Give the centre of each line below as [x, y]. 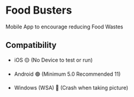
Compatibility [31, 45]
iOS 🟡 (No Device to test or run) [53, 60]
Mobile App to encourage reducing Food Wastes [64, 27]
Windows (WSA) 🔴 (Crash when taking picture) [71, 88]
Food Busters [39, 10]
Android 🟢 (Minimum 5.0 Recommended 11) [67, 74]
